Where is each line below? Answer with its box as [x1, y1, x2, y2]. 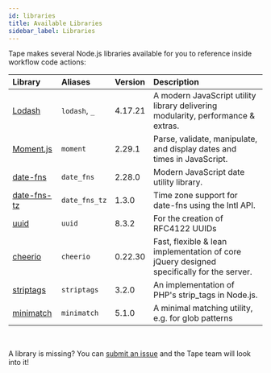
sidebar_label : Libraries [8, 27, 95, 35]
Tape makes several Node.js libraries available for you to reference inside [8, 49, 252, 59]
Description [152, 77, 199, 88]
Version [114, 77, 146, 88]
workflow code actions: [8, 57, 86, 67]
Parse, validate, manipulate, [152, 134, 258, 145]
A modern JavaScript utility [152, 90, 256, 102]
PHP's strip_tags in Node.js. [152, 289, 258, 300]
